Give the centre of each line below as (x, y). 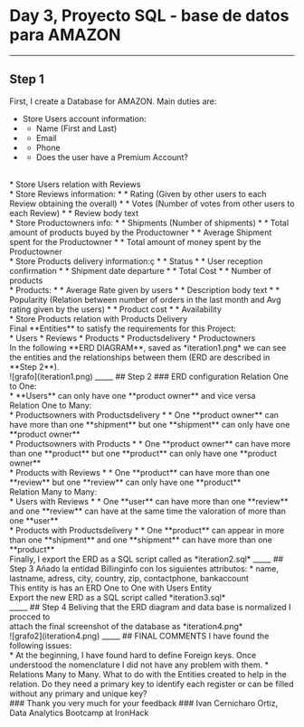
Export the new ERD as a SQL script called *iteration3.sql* (118, 597)
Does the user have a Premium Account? (112, 157)
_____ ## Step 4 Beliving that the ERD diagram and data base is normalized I (150, 607)
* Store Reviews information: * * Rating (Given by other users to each (138, 194)
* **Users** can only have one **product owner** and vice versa (133, 395)
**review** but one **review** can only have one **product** (125, 482)
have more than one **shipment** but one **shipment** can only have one (150, 424)
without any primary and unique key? (78, 694)
